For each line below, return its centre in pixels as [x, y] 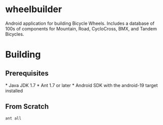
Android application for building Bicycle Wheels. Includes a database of [80, 23]
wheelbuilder [34, 9]
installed [14, 91]
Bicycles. [15, 34]
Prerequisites [27, 73]
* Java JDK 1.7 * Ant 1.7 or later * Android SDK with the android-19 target [82, 85]
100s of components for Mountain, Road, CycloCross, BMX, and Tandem [81, 28]
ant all [13, 118]
